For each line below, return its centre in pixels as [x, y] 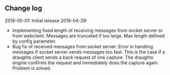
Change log [23, 8]
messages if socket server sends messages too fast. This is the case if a [89, 52]
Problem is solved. [32, 68]
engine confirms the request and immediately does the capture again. [86, 62]
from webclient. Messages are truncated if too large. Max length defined [88, 35]
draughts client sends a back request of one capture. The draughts [83, 57]
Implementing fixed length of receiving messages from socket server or [87, 30]
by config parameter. [34, 41]
